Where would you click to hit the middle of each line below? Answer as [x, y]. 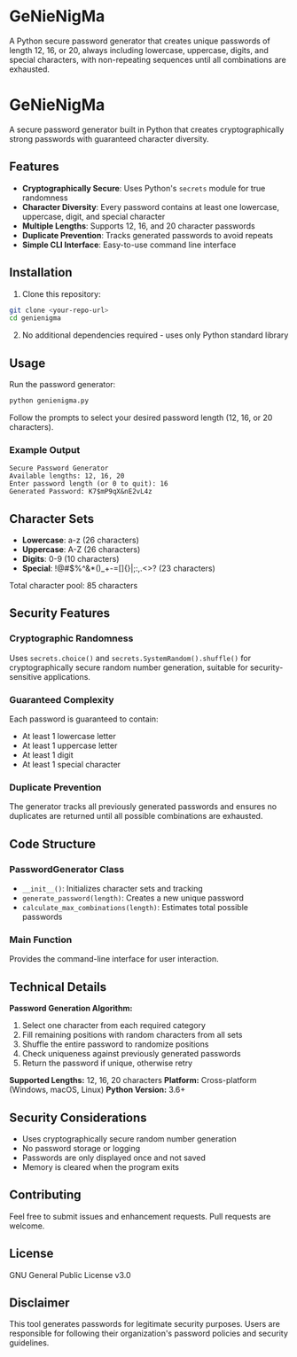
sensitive [26, 676]
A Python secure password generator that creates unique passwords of [140, 41]
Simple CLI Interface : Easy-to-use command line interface [129, 245]
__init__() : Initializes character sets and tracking [113, 889]
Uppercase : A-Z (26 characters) [81, 550]
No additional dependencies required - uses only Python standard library [155, 335]
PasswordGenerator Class [67, 869]
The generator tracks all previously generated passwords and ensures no [143, 807]
